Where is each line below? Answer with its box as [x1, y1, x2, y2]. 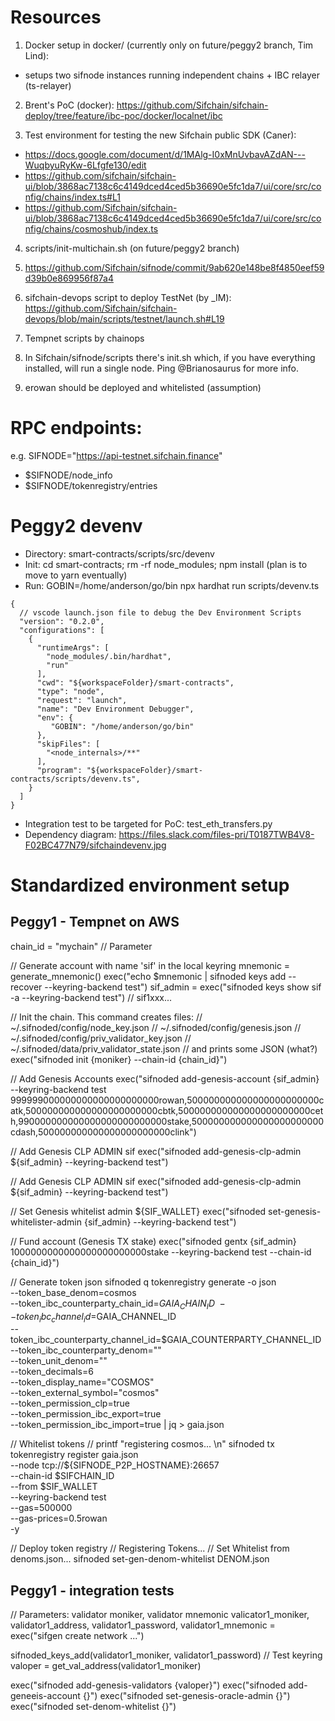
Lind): [24, 49, 50, 61]
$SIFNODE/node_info [24, 469, 113, 481]
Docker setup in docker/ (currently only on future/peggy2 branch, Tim [24, 39, 314, 51]
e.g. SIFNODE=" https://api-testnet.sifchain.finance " [10, 449, 223, 461]
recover [10, 981, 43, 993]
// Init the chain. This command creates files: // [10, 1011, 203, 1023]
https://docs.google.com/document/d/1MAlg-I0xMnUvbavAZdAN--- [24, 148, 306, 160]
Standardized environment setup [10, 874, 290, 896]
